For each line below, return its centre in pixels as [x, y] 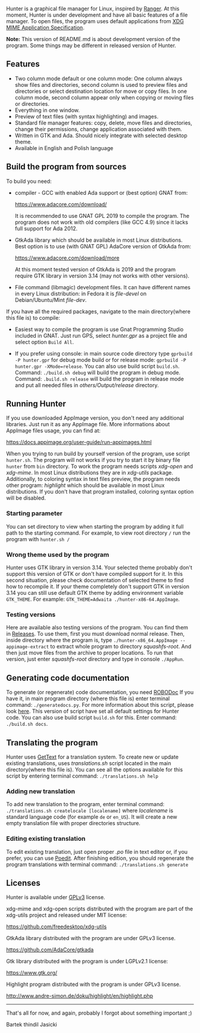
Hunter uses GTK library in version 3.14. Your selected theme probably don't [99, 567]
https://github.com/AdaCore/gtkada [50, 950]
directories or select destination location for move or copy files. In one [101, 91]
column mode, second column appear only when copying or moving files [104, 97]
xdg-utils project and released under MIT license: [67, 915]
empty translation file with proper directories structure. [74, 823]
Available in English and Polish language [64, 148]
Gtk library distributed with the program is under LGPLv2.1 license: [87, 962]
